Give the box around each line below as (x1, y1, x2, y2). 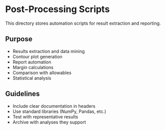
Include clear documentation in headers (12, 103, 96, 109)
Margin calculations (12, 64, 54, 70)
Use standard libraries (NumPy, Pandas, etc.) (12, 108, 106, 114)
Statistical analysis (12, 75, 51, 81)
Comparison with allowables (12, 70, 72, 76)
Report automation (12, 59, 51, 65)
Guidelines (5, 90, 40, 98)
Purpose (5, 35, 33, 43)
